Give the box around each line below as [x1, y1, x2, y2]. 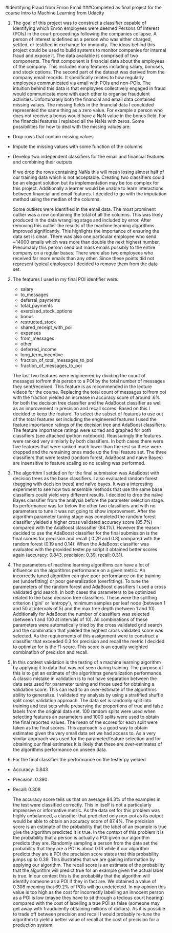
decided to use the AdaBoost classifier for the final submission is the [12, 530, 158, 536]
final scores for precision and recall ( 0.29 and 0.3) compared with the [12, 536, 161, 541]
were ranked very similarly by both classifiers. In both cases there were [12, 438, 164, 444]
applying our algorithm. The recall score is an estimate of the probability [12, 862, 165, 868]
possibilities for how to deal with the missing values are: [12, 123, 131, 130]
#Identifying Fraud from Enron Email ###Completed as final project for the [5, 5, 162, 10]
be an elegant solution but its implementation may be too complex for [12, 180, 159, 186]
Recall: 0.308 [12, 786, 41, 792]
